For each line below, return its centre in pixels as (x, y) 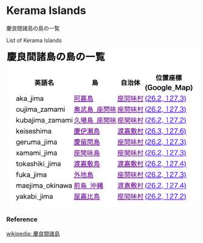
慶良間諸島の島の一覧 (33, 28)
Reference (22, 219)
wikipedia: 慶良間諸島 (33, 233)
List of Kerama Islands (34, 40)
